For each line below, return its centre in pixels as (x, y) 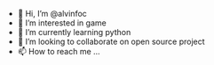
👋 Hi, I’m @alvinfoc (52, 14)
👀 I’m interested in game (62, 23)
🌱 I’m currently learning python (74, 32)
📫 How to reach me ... (59, 51)
